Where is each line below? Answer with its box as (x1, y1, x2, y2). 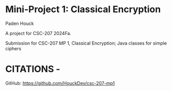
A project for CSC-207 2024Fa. (5, 30, 71, 36)
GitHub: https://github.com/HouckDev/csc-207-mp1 (5, 80, 115, 86)
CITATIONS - (5, 64, 61, 75)
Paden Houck (5, 20, 34, 26)
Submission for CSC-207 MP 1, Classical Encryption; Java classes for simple (5, 40, 167, 46)
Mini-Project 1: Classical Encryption (5, 4, 161, 15)
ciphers (5, 45, 22, 51)
